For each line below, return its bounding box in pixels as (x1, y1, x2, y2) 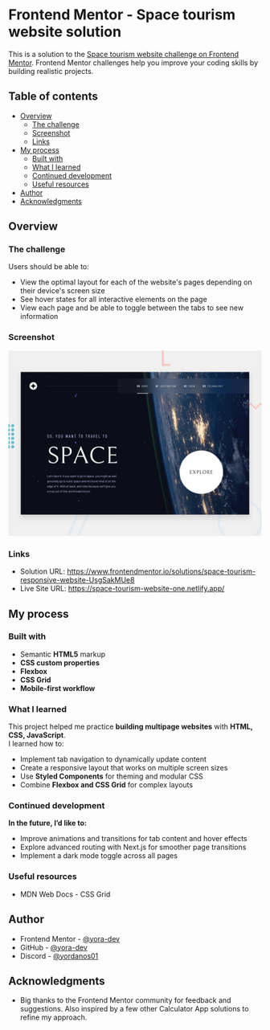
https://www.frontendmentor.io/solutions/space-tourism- (67, 566, 256, 576)
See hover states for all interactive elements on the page (19, 295, 207, 305)
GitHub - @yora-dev (19, 942, 88, 952)
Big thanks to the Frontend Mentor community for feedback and (19, 995, 231, 1005)
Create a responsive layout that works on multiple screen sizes (19, 763, 228, 773)
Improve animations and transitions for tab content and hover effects (19, 834, 247, 844)
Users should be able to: (8, 262, 90, 272)
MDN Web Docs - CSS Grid (19, 889, 111, 899)
